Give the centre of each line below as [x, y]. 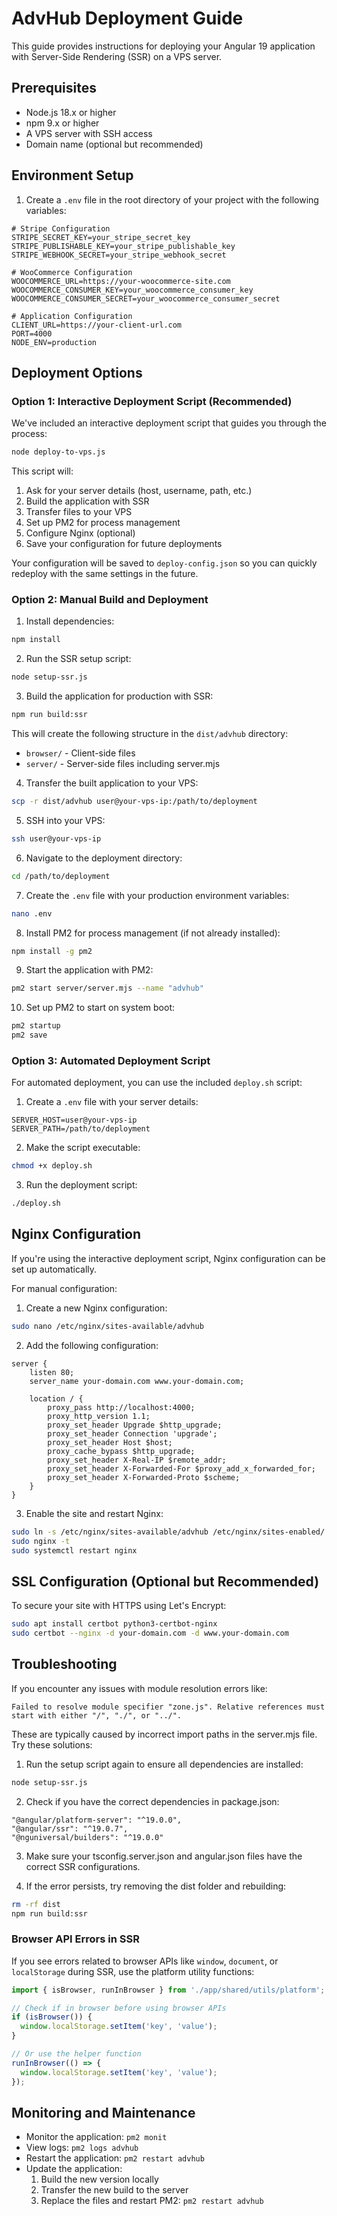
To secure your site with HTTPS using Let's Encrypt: [119, 1606]
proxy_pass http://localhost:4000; [121, 1407]
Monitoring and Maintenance [103, 2112]
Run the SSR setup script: [78, 659]
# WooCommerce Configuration [72, 272]
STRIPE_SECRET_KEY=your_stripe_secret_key [101, 237]
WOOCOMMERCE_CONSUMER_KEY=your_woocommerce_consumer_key [132, 290]
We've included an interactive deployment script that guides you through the [169, 423]
